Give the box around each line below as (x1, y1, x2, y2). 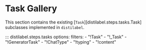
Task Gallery (5, 3, 57, 14)
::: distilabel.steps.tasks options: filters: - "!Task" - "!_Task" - (5, 34, 127, 40)
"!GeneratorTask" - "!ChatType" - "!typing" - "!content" (5, 39, 117, 45)
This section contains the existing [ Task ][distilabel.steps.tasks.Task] (5, 19, 142, 25)
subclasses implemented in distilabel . (5, 24, 85, 30)
